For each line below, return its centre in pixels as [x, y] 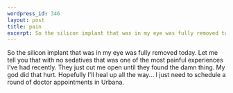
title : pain [24, 26]
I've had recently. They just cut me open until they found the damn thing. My [116, 67]
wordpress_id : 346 [34, 14]
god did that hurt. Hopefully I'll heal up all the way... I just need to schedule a [116, 75]
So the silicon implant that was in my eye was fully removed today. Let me [113, 53]
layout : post [26, 20]
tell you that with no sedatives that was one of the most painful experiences [115, 60]
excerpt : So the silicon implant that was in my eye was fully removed [113, 33]
